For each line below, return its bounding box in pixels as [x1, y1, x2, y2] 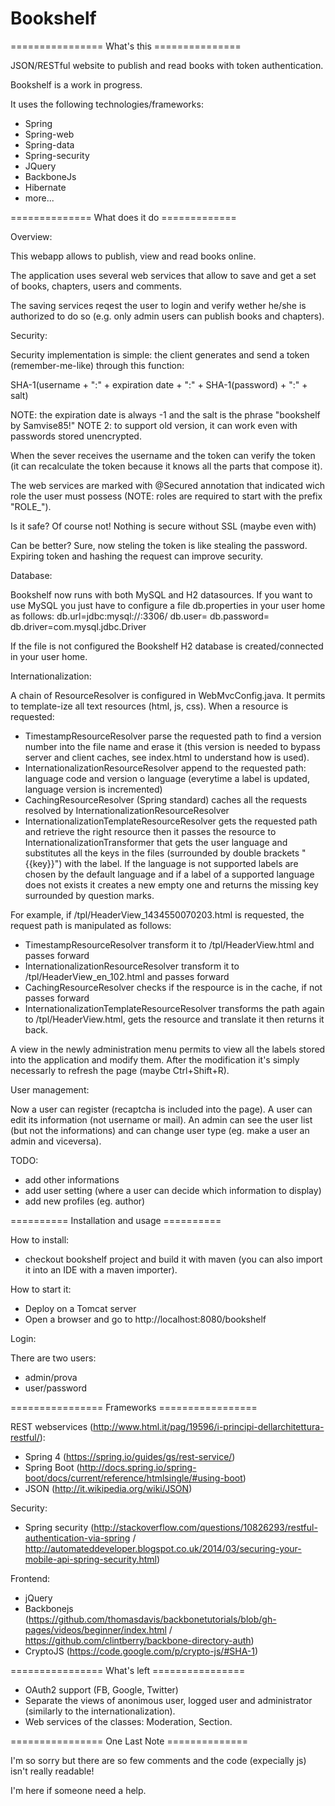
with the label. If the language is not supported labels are [64, 857, 299, 869]
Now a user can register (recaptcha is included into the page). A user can [10, 1103, 313, 1115]
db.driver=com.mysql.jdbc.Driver [10, 620, 147, 632]
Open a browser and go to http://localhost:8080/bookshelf [24, 1313, 267, 1325]
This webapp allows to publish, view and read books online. [10, 250, 257, 262]
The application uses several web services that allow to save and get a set [10, 269, 317, 281]
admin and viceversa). [10, 1135, 102, 1147]
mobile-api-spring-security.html [24, 1553, 158, 1565]
